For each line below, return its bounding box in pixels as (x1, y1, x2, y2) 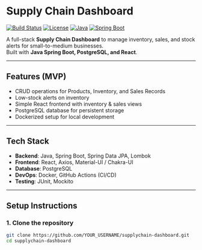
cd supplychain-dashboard (6, 238, 71, 244)
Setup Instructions (6, 200, 78, 211)
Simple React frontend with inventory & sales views (14, 100, 142, 108)
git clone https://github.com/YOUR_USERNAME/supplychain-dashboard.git (6, 233, 189, 239)
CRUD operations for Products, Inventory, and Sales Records (14, 87, 166, 94)
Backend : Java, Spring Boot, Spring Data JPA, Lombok (14, 152, 151, 159)
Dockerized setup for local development (14, 113, 115, 120)
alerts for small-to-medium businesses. (6, 42, 104, 49)
